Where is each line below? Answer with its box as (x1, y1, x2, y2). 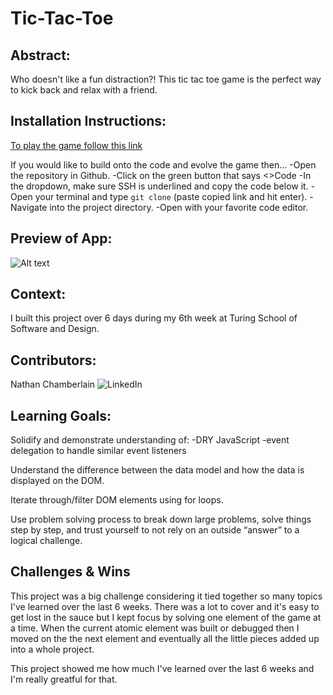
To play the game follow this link (10, 139, 143, 151)
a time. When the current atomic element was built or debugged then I (10, 622, 300, 634)
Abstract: (10, 47, 71, 64)
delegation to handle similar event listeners (10, 445, 187, 457)
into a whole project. (10, 643, 95, 655)
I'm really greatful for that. (10, 673, 118, 685)
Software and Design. (10, 323, 100, 335)
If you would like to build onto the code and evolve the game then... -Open (10, 158, 317, 171)
